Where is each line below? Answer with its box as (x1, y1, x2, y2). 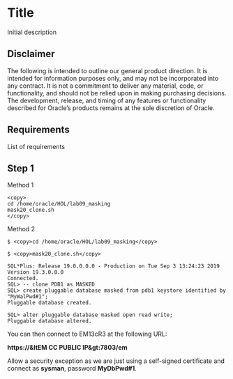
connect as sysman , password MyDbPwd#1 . (7, 364, 137, 373)
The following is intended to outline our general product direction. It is (7, 66, 208, 75)
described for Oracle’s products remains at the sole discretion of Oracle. (7, 103, 215, 112)
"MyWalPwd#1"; (7, 293, 49, 300)
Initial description (7, 28, 57, 36)
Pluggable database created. (7, 300, 92, 307)
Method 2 (7, 225, 36, 233)
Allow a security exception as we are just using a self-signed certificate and (7, 357, 225, 365)
